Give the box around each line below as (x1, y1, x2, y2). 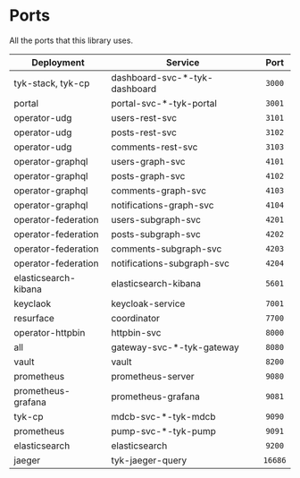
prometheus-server (111, 370, 195, 382)
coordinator (111, 312, 161, 324)
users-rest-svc (111, 111, 177, 124)
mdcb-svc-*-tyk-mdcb (111, 410, 216, 423)
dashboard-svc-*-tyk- (111, 71, 213, 83)
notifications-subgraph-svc (111, 257, 230, 269)
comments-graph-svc (111, 184, 207, 197)
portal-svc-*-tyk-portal (111, 97, 217, 109)
